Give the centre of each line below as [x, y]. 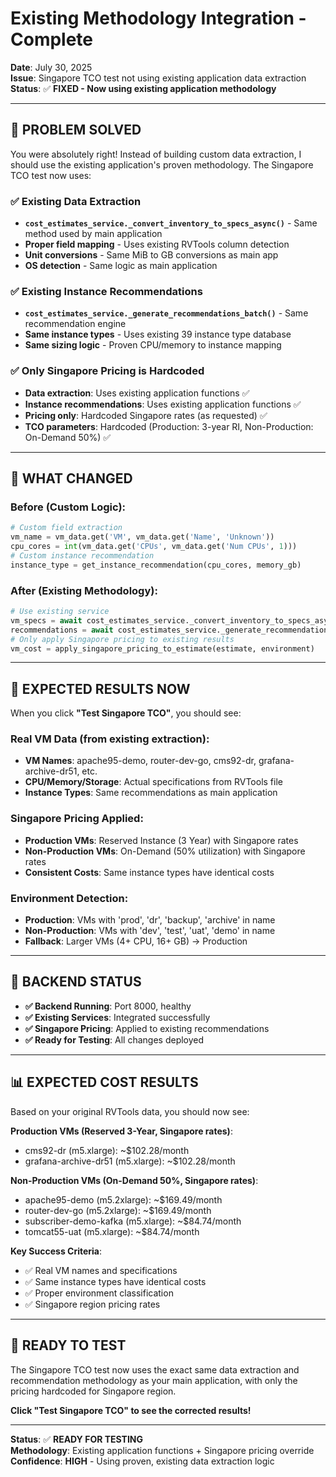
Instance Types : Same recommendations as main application [151, 793]
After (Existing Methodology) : [84, 590]
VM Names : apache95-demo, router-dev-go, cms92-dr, [140, 761]
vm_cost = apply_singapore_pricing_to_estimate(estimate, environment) [162, 648]
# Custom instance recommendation [82, 555]
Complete [52, 39]
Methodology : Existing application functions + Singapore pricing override [162, 1450]
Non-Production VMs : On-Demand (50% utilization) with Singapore [165, 851]
